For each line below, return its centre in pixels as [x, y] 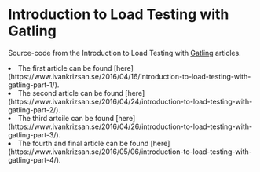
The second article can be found [71, 93]
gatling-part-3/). [35, 134]
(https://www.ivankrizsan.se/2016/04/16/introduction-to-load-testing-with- [130, 76]
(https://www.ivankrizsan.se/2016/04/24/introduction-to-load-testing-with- [130, 101]
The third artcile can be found [66, 118]
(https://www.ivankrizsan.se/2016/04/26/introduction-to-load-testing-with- [130, 126]
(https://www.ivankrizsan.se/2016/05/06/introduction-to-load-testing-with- [130, 152]
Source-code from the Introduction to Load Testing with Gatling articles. [125, 53]
